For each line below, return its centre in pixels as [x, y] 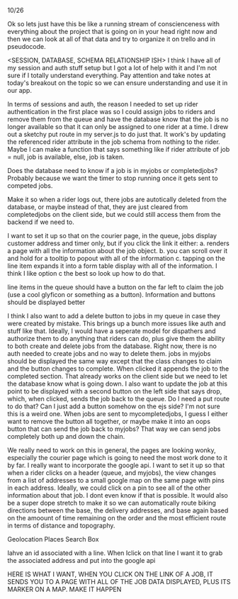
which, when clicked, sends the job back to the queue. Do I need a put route [119, 399]
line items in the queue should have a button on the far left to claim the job [116, 287]
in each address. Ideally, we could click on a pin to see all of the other [109, 488]
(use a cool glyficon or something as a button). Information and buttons [112, 295]
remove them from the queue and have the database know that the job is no [118, 119]
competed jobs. [30, 186]
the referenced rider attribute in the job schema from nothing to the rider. [114, 142]
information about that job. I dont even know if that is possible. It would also [118, 495]
